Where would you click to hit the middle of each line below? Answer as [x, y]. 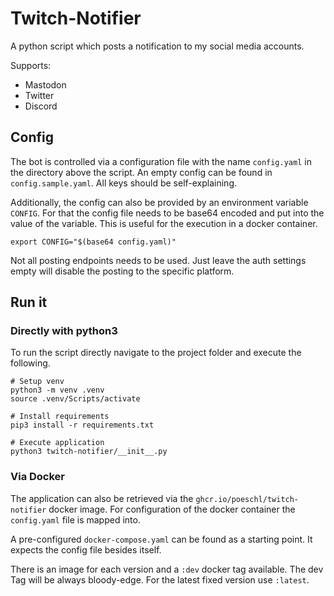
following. [30, 363]
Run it [29, 302]
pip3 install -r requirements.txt [82, 425]
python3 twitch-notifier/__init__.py [89, 452]
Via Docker [38, 477]
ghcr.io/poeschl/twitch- [247, 499]
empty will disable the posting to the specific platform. [122, 271]
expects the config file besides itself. [86, 549]
